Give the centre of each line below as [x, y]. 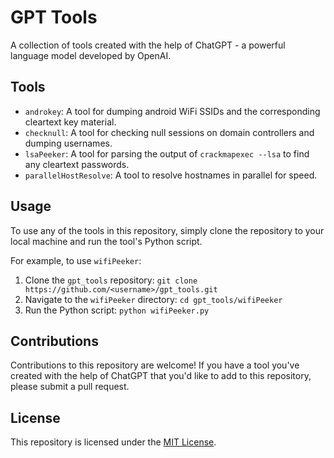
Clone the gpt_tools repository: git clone [111, 280]
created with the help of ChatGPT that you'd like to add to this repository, [161, 376]
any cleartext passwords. [77, 164]
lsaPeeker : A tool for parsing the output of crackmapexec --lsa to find [167, 153]
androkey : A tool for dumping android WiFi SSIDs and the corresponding [172, 111]
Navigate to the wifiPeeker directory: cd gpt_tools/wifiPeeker [153, 299]
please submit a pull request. [70, 387]
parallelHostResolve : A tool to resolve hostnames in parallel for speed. [171, 175]
